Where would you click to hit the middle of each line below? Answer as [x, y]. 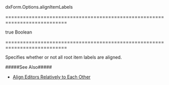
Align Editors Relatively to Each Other [52, 77]
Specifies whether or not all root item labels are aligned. [64, 57]
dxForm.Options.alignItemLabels [39, 7]
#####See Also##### [29, 67]
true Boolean [19, 32]
